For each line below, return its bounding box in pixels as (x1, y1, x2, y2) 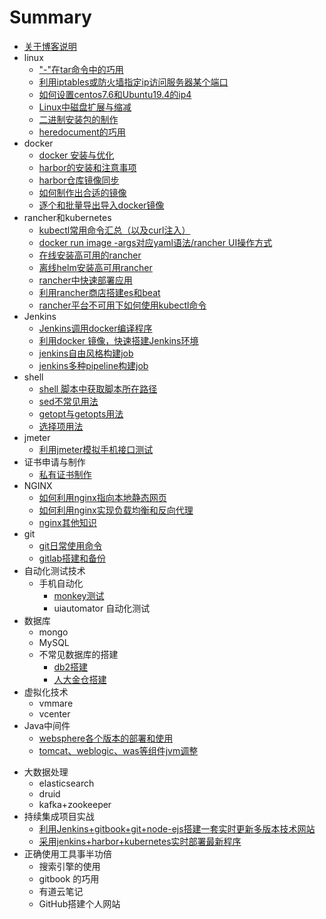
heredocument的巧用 (38, 126, 126, 138)
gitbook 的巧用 (38, 872, 100, 885)
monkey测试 (53, 589, 105, 601)
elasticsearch (38, 777, 95, 789)
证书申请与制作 (23, 456, 86, 468)
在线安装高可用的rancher (38, 249, 142, 261)
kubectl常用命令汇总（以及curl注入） (38, 224, 191, 236)
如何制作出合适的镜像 (38, 186, 127, 198)
